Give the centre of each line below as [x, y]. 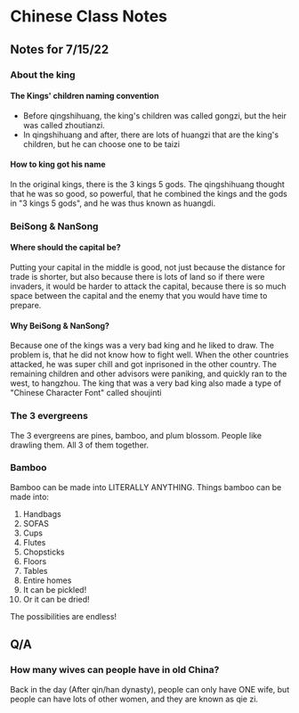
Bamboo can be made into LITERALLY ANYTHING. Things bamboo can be [146, 487]
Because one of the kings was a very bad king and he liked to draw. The [142, 346]
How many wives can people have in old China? [115, 670]
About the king [43, 75]
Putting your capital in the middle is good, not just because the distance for [148, 267]
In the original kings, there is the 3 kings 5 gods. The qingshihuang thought [148, 184]
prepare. [26, 306]
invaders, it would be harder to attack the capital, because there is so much [149, 286]
